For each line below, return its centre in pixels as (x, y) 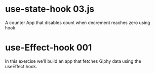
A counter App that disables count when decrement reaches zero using (78, 23)
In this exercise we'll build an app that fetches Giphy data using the (73, 61)
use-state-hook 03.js (50, 9)
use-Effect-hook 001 (49, 48)
